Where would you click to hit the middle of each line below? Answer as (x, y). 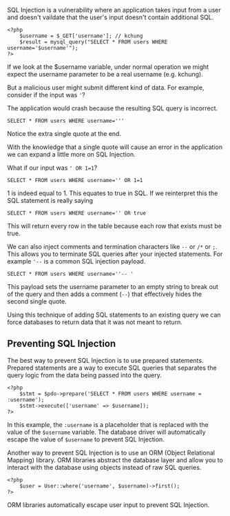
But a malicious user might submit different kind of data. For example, (106, 88)
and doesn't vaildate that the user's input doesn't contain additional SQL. (111, 17)
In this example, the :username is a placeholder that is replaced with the (108, 424)
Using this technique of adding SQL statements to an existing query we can (114, 315)
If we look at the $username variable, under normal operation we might (108, 67)
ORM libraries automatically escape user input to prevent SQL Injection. (108, 505)
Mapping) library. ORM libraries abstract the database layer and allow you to (115, 460)
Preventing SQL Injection (62, 344)
